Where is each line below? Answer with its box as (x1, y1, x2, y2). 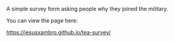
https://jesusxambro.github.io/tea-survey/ (6, 29, 111, 36)
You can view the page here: (6, 17, 78, 24)
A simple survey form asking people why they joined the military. (6, 5, 169, 12)
